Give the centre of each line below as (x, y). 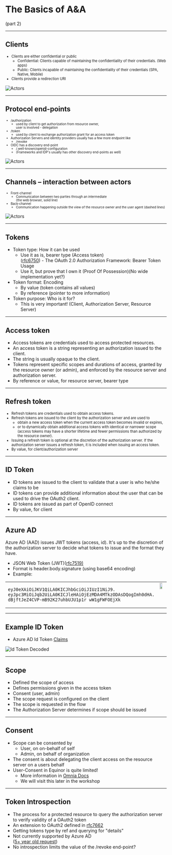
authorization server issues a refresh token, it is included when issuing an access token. (85, 445)
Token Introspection (38, 802)
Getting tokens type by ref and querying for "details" (68, 830)
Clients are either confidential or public (44, 56)
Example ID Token (35, 627)
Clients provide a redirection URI (39, 79)
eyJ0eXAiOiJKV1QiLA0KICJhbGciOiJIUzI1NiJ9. (62, 590)
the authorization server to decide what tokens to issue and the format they (85, 548)
